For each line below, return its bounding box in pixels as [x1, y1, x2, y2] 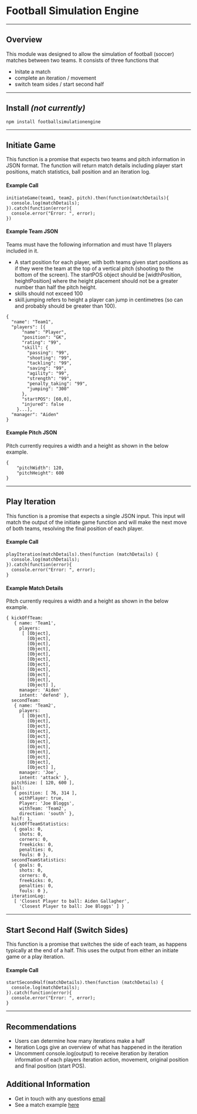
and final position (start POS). [14, 1062, 86, 1069]
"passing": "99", [27, 350, 69, 355]
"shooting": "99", [27, 355, 72, 361]
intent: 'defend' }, [19, 693, 69, 699]
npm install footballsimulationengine [6, 119, 101, 125]
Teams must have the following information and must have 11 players [6, 241, 172, 248]
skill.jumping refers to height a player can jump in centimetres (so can [14, 296, 184, 303]
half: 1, [11, 816, 33, 822]
